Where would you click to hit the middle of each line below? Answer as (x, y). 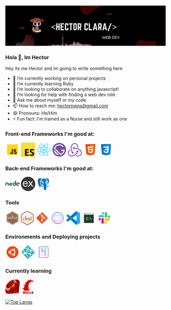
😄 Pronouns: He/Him (35, 113)
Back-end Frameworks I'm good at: (50, 168)
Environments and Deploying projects (53, 237)
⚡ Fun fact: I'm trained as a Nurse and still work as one (70, 119)
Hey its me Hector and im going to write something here (64, 68)
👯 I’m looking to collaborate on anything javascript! (66, 89)
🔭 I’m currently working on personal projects (59, 78)
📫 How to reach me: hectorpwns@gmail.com (60, 106)
